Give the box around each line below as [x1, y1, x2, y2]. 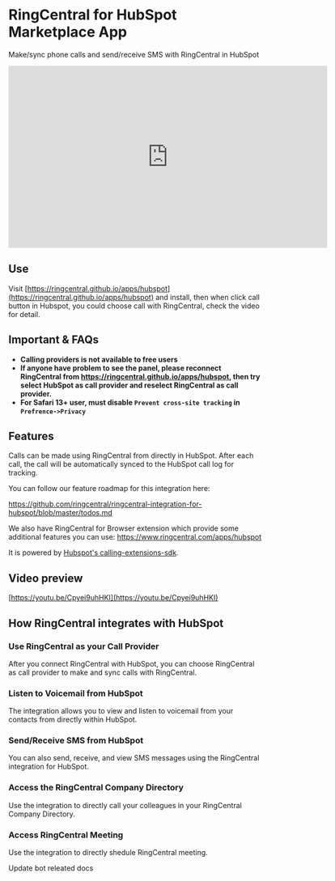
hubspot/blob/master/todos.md [8, 508, 113, 518]
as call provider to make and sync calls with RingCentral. [8, 667, 197, 677]
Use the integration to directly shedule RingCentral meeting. [8, 848, 208, 858]
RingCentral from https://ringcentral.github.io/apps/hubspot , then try [19, 371, 261, 381]
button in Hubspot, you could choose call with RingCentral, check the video [8, 301, 261, 311]
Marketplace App [8, 23, 128, 41]
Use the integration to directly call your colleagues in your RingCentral [8, 800, 243, 810]
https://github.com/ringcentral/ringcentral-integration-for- [8, 499, 202, 509]
